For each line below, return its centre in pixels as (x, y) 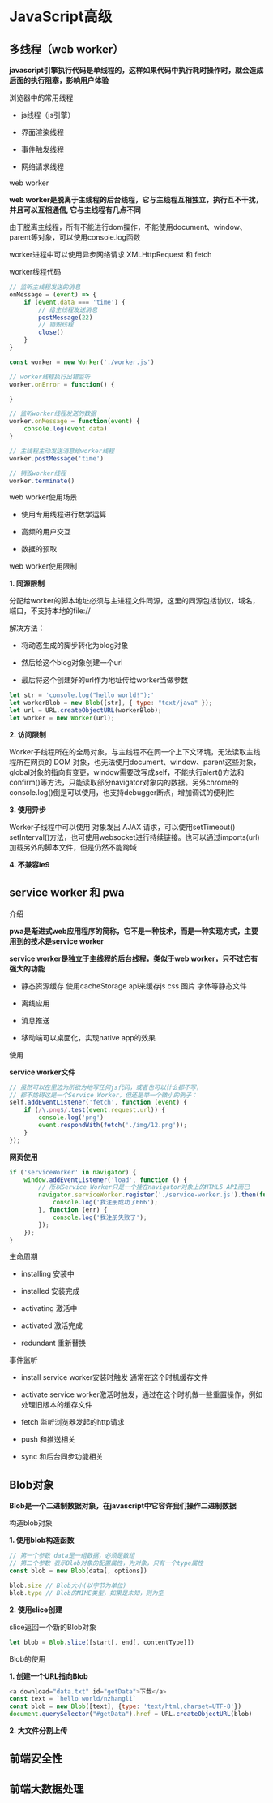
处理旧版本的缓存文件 (56, 1405)
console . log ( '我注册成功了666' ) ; (105, 1203)
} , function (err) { (73, 1210)
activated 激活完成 (52, 1325)
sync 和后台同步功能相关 (62, 1457)
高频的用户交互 (46, 532)
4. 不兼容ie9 (30, 864)
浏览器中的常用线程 (41, 97)
